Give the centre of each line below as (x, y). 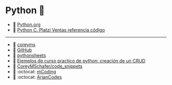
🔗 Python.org (27, 24)
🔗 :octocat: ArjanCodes (37, 77)
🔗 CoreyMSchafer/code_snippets (48, 66)
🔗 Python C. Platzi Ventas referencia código (59, 30)
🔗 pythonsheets (29, 55)
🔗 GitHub (22, 50)
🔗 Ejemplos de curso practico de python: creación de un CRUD (79, 61)
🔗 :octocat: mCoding (34, 71)
